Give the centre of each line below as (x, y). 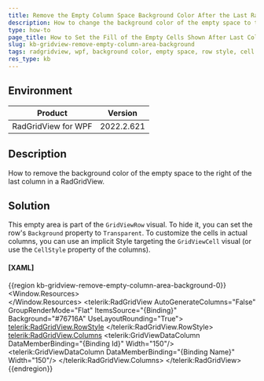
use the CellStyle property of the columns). (79, 250)
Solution (29, 206)
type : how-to (29, 30)
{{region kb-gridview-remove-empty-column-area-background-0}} (117, 285)
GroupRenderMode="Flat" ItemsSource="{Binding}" (93, 310)
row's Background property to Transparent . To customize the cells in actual (128, 233)
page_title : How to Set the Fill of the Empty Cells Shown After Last (126, 37)
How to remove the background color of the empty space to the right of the (130, 172)
